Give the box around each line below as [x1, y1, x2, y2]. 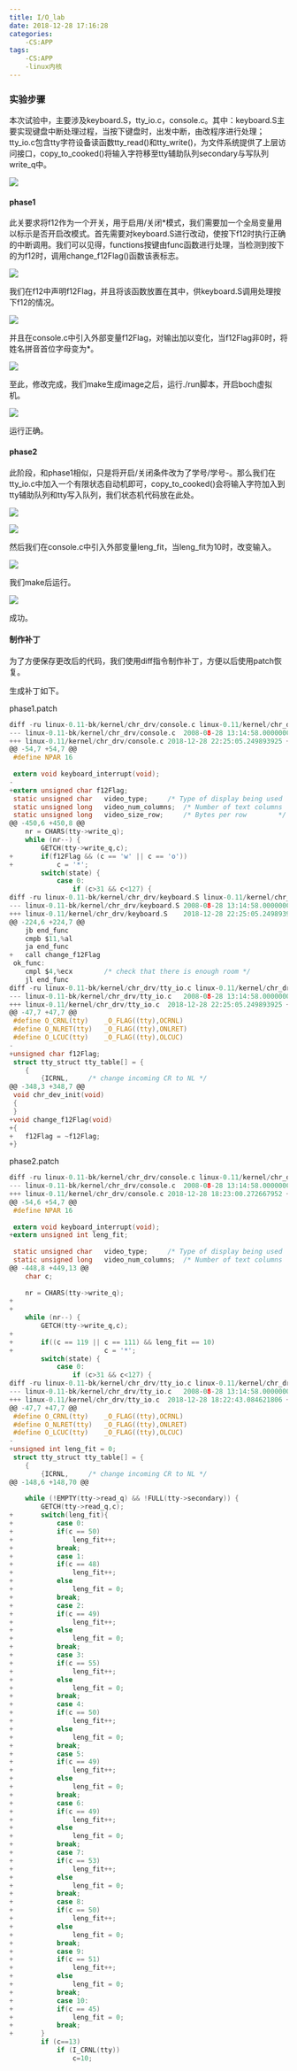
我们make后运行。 [9, 576, 76, 587]
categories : [9, 29, 53, 38]
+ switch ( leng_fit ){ [9, 1511, 109, 1519]
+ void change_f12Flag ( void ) [9, 1115, 113, 1124]
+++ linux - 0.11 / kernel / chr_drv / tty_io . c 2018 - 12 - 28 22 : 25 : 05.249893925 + [9, 1000, 291, 1009]
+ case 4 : [9, 1700, 86, 1709]
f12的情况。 [16, 298, 59, 308]
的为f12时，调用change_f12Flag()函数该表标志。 [9, 251, 184, 261]
